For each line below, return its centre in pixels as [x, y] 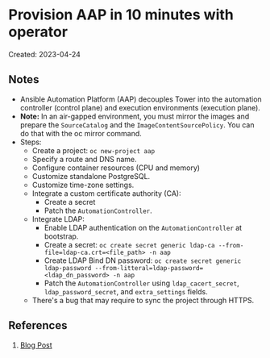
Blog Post [36, 345]
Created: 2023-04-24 [44, 54]
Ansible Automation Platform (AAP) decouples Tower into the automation [141, 99]
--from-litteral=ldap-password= [149, 268]
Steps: [31, 142]
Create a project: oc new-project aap [93, 150]
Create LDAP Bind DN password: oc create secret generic [143, 260]
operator [38, 32]
